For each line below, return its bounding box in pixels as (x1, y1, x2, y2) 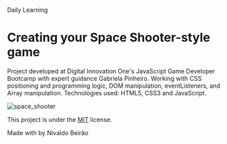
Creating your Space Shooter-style (7, 30, 211, 45)
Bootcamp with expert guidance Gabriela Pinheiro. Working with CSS (7, 74, 202, 82)
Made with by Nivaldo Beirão (7, 128, 89, 136)
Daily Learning (7, 6, 48, 14)
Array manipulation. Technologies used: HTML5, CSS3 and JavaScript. (7, 88, 207, 97)
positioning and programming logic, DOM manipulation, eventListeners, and (7, 82, 221, 90)
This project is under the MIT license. (7, 115, 112, 123)
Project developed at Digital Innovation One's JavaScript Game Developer (7, 67, 215, 75)
